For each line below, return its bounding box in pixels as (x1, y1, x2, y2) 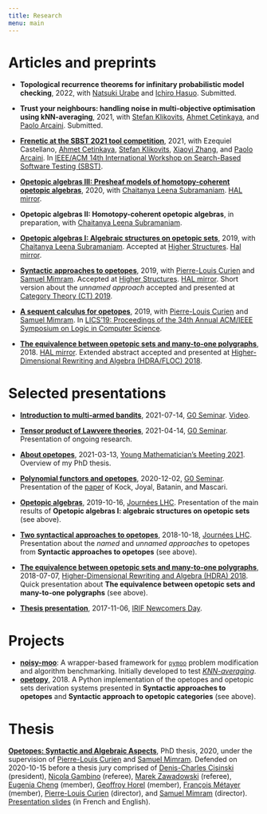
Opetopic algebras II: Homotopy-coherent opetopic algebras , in (19, 209, 234, 219)
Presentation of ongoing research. (19, 434, 133, 444)
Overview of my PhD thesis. (19, 458, 112, 468)
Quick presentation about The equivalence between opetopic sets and (19, 579, 256, 589)
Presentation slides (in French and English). (8, 797, 151, 807)
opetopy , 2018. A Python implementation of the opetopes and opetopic (19, 675, 254, 685)
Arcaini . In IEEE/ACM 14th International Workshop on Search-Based (19, 153, 241, 163)
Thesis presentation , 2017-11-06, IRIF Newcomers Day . (19, 603, 203, 613)
